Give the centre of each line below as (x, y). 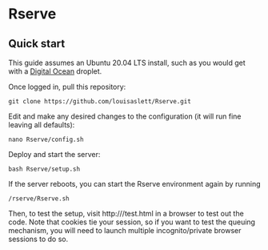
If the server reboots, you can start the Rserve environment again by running (134, 184)
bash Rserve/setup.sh (44, 169)
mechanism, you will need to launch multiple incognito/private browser (125, 230)
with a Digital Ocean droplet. (55, 71)
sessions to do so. (38, 239)
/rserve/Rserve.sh (39, 199)
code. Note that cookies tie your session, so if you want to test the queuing (132, 222)
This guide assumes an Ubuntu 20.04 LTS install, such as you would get (127, 62)
